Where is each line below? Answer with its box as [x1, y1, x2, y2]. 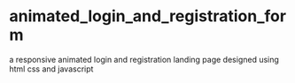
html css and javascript [9, 64, 94, 74]
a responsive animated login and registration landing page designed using [9, 54, 279, 64]
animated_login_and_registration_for [9, 6, 286, 26]
